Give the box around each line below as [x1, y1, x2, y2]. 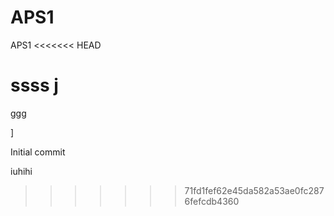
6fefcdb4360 [184, 195, 240, 207]
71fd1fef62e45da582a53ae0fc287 [184, 184, 325, 196]
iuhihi [10, 165, 33, 177]
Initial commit [10, 146, 66, 158]
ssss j [10, 74, 59, 97]
